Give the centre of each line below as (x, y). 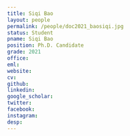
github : (18, 84)
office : (18, 58)
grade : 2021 (24, 52)
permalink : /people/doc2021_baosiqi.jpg (66, 26)
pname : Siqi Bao (30, 39)
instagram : (23, 115)
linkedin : (21, 90)
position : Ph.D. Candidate (45, 45)
